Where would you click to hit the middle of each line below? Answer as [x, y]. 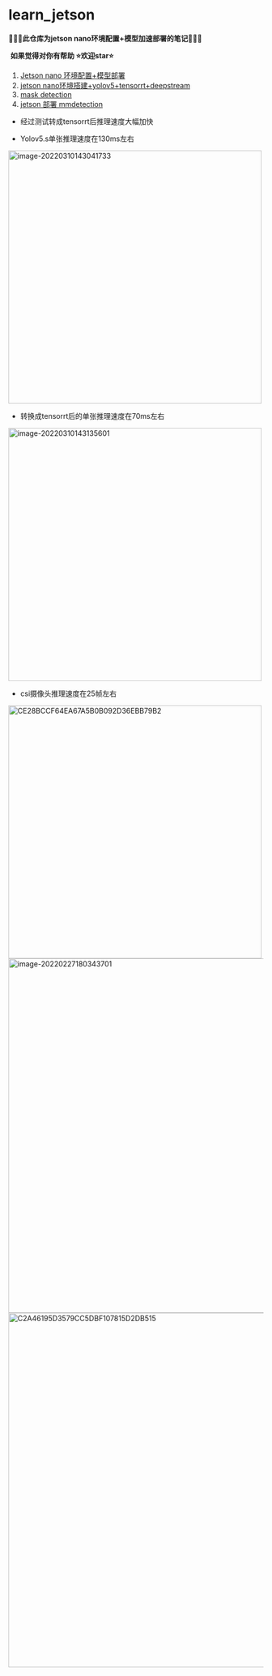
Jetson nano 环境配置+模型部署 [72, 75]
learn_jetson [52, 15]
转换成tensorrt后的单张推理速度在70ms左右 [92, 416]
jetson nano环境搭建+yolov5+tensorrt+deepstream [105, 85]
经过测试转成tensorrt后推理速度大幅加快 [87, 121]
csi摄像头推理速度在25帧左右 [68, 693]
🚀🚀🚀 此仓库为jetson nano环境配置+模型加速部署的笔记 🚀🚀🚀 [105, 38]
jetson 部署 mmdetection [62, 104]
